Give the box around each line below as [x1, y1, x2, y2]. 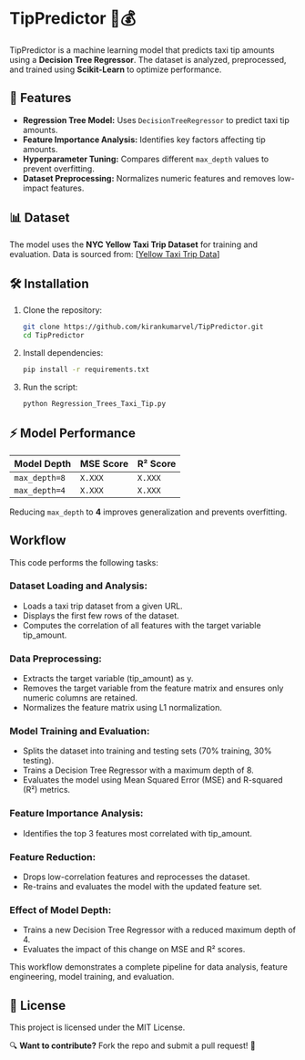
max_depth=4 [14, 485, 66, 495]
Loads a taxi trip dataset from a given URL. [22, 600, 184, 611]
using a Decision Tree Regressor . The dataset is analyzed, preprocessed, [9, 54, 287, 65]
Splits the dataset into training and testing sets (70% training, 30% [22, 745, 272, 756]
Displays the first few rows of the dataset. [22, 609, 179, 621]
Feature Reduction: [9, 850, 97, 863]
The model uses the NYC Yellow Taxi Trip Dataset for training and [9, 239, 258, 250]
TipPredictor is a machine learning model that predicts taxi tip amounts [9, 44, 275, 56]
